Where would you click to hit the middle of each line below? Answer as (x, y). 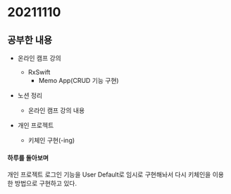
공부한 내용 (30, 40)
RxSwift (39, 72)
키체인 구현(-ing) (51, 140)
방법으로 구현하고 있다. (46, 183)
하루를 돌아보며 (28, 157)
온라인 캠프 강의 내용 (56, 110)
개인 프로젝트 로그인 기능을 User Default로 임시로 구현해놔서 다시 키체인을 (109, 175)
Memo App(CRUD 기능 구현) (79, 80)
